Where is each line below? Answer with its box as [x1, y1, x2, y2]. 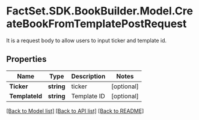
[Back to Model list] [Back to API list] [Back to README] [6, 107, 144, 115]
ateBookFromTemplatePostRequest [6, 17, 187, 31]
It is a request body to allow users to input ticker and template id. [6, 37, 167, 44]
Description [71, 72, 106, 80]
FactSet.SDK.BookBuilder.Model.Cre [6, 4, 194, 18]
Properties [6, 54, 47, 64]
